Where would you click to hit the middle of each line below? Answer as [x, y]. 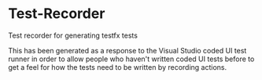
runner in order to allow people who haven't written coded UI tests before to [131, 59]
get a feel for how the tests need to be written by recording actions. [118, 67]
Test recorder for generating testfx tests [73, 35]
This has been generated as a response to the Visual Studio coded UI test [127, 50]
